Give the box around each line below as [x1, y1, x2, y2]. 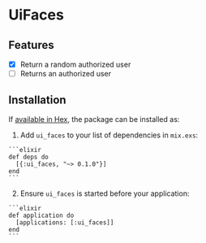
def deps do [8, 153, 49, 161]
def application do [8, 211, 75, 219]
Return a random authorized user [19, 59, 131, 69]
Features [8, 38, 54, 52]
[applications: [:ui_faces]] [15, 218, 114, 227]
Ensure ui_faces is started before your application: [19, 189, 190, 198]
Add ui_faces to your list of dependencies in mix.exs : [19, 130, 199, 140]
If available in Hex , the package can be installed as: [8, 114, 180, 124]
